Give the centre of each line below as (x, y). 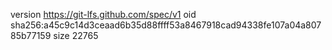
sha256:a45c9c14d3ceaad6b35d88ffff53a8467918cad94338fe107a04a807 (166, 25)
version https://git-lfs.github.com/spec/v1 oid (103, 14)
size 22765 (76, 35)
